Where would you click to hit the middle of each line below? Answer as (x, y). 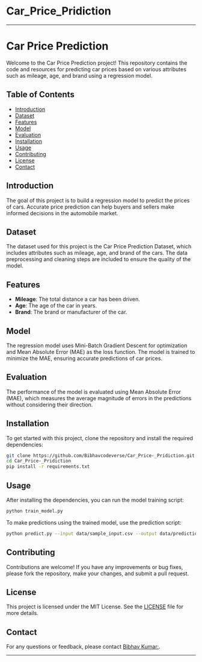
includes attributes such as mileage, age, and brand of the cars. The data (97, 253)
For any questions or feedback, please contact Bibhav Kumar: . (83, 647)
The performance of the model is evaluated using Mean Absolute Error (94, 392)
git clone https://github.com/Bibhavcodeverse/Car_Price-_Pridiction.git (101, 456)
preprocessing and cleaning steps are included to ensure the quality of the (99, 259)
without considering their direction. (50, 405)
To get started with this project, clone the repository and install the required (100, 438)
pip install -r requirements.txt (48, 467)
